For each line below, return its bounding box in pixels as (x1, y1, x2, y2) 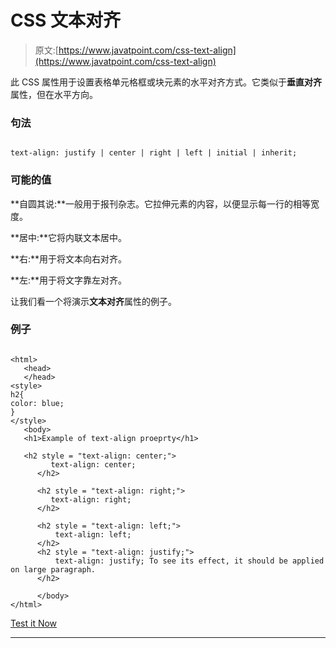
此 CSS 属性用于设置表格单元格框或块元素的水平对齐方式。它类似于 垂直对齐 (10, 76, 323, 88)
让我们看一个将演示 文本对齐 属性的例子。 (10, 295, 177, 307)
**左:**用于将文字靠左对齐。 (10, 274, 128, 286)
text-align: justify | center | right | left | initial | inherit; (10, 148, 298, 158)
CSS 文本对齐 (10, 9, 122, 32)
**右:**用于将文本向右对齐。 (10, 252, 128, 265)
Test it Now (10, 617, 58, 629)
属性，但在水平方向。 (10, 88, 98, 100)
